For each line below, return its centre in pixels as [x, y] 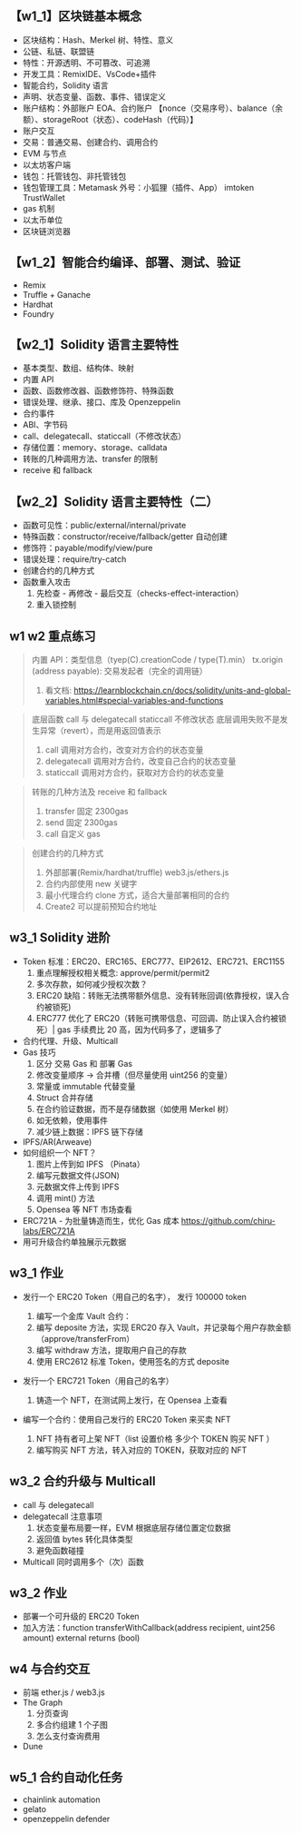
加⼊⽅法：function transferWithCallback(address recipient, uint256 [149, 1628]
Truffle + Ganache [56, 294]
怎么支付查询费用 [68, 1736]
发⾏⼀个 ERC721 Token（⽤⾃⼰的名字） [98, 1380]
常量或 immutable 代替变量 [86, 1086]
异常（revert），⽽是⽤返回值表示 [100, 731]
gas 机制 [39, 208]
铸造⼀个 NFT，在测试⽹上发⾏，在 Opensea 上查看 [132, 1400]
